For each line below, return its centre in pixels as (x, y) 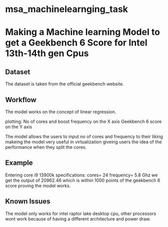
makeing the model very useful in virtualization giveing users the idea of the (83, 142)
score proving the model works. (38, 185)
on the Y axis (19, 127)
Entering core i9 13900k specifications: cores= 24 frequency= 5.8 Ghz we (81, 175)
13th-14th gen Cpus (47, 53)
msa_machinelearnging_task (67, 9)
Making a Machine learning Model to (83, 32)
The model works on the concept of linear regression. (61, 112)
